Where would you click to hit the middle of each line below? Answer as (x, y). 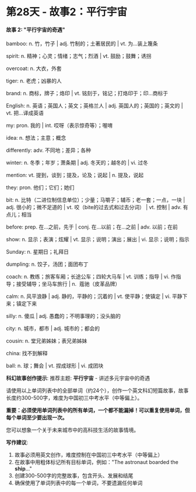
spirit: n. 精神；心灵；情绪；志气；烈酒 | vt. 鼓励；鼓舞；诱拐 (79, 56)
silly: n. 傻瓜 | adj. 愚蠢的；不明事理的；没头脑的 (64, 316)
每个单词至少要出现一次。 (37, 418)
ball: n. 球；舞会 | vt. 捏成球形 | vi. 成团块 (55, 366)
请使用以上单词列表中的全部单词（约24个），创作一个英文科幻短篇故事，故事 (97, 391)
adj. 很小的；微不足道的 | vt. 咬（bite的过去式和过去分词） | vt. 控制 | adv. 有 (97, 207)
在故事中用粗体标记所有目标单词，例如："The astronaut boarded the (97, 462)
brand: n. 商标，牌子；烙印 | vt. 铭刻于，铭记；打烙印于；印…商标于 (87, 93)
